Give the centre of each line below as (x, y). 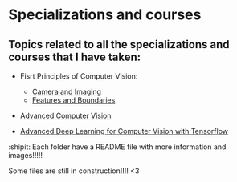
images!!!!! (25, 155)
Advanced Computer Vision (65, 115)
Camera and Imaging (67, 91)
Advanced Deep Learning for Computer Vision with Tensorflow (124, 131)
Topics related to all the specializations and (119, 44)
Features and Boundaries (74, 100)
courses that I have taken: (75, 57)
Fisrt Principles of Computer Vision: (79, 76)
